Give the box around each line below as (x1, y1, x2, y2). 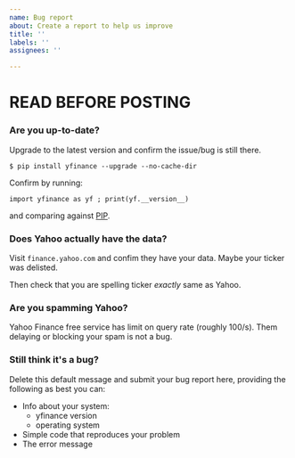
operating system (35, 420, 101, 430)
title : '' (9, 29, 46, 38)
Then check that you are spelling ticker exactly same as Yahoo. (9, 279, 242, 290)
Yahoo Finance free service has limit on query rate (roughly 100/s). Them (9, 322, 278, 332)
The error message (21, 438, 94, 449)
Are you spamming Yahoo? (9, 301, 128, 314)
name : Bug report (9, 12, 74, 22)
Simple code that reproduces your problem (21, 429, 181, 439)
